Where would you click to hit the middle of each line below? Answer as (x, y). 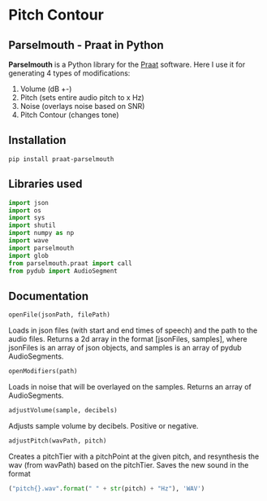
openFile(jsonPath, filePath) (60, 315)
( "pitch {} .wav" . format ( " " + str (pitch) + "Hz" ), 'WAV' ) (107, 488)
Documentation (49, 296)
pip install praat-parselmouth (61, 159)
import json (28, 203)
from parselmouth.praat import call (70, 263)
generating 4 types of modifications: (69, 73)
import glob (28, 255)
